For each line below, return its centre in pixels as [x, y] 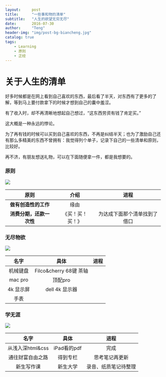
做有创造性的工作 [30, 204]
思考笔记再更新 [111, 358]
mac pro [19, 280]
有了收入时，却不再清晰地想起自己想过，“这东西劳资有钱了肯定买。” [73, 113]
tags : [11, 42]
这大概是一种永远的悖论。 [31, 124]
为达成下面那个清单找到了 [128, 214]
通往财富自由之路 [28, 358]
